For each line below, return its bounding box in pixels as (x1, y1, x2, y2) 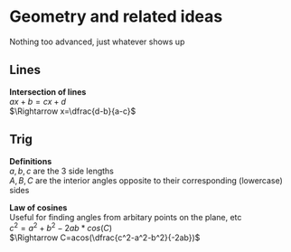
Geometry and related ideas (9, 6, 223, 27)
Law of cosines (9, 201, 68, 213)
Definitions (9, 155, 52, 166)
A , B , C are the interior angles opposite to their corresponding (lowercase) (9, 174, 283, 186)
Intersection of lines (9, 86, 87, 97)
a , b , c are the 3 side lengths (9, 165, 115, 176)
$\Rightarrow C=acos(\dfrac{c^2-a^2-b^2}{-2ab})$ (9, 232, 201, 243)
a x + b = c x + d (9, 96, 66, 107)
